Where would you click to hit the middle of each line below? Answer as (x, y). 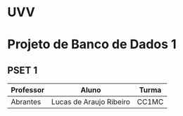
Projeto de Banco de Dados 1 (92, 45)
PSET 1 (23, 70)
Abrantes (26, 102)
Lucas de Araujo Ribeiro (91, 102)
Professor (28, 90)
